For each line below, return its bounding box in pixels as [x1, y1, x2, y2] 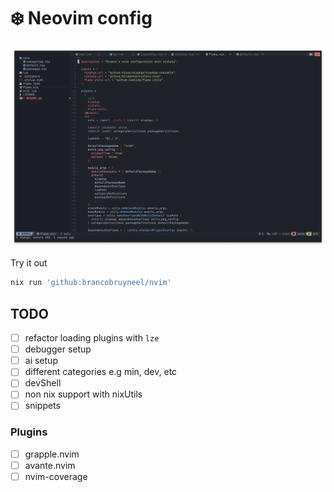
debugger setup [24, 343, 92, 355]
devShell [24, 377, 62, 389]
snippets [24, 400, 61, 412]
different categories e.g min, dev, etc [24, 366, 178, 378]
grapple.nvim [24, 448, 80, 460]
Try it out [10, 257, 48, 269]
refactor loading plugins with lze [24, 332, 160, 344]
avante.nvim [24, 459, 76, 471]
